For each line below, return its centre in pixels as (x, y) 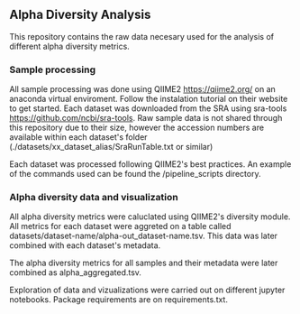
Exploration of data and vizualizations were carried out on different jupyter (147, 290)
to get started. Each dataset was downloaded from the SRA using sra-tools (148, 108)
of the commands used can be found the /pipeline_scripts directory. (135, 174)
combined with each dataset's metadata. (85, 245)
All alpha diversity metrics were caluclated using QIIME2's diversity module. (150, 217)
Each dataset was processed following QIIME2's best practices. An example (150, 164)
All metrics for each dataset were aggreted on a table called (120, 226)
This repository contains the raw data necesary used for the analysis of (142, 36)
